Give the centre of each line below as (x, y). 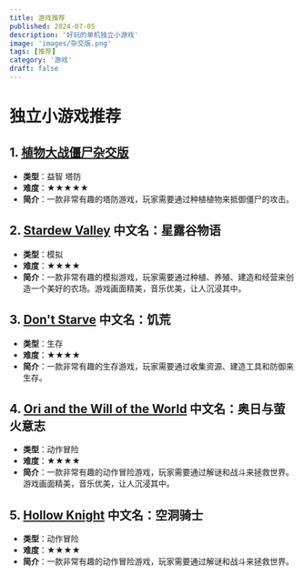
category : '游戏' (41, 60)
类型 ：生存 (43, 343)
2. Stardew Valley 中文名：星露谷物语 (115, 231)
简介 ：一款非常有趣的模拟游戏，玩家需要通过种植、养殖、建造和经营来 (154, 277)
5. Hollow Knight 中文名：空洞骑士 (106, 515)
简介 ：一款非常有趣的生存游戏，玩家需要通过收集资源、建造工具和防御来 (158, 366)
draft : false (34, 69)
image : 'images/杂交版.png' (61, 43)
